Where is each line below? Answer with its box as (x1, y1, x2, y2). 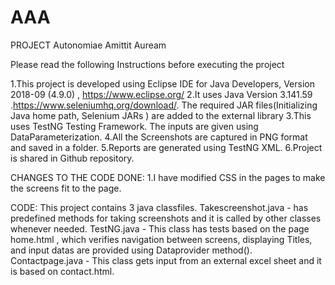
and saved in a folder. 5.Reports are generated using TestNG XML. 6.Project (10, 141, 323, 153)
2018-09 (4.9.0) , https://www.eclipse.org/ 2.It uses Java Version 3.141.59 (10, 88, 313, 100)
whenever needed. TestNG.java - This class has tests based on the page (10, 222, 310, 235)
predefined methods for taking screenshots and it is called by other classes (10, 212, 322, 224)
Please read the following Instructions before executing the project (10, 58, 285, 70)
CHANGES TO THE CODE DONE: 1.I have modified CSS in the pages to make (10, 171, 326, 183)
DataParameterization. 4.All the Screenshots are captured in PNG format (10, 131, 308, 143)
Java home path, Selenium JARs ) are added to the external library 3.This (10, 109, 312, 121)
